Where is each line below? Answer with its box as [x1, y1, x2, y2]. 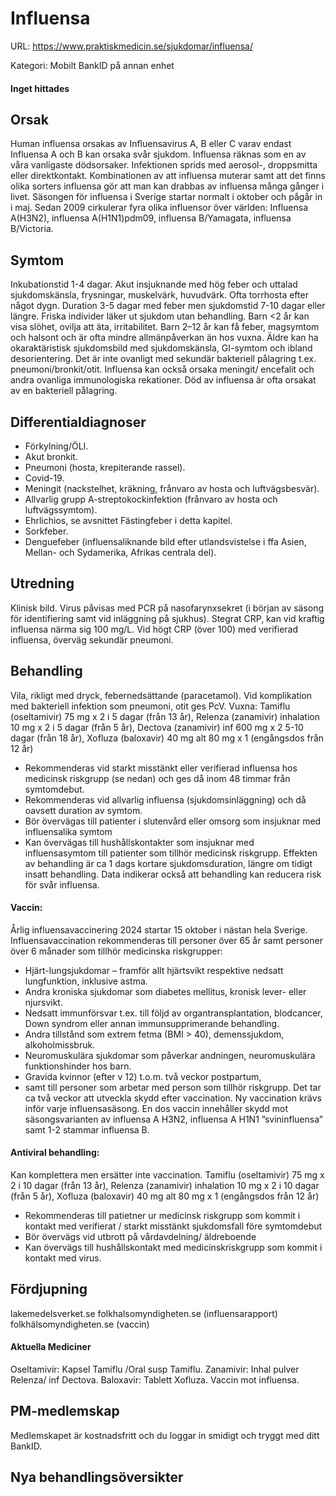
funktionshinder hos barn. [24, 1060, 132, 1072]
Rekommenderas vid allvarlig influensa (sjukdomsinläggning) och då [24, 793, 307, 806]
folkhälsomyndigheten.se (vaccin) [10, 1318, 150, 1330]
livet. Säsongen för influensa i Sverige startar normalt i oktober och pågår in [10, 191, 323, 203]
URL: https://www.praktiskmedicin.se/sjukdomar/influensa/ [10, 40, 253, 52]
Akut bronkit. [24, 450, 78, 462]
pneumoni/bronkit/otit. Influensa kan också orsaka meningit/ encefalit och [10, 363, 315, 376]
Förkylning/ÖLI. [24, 440, 89, 452]
